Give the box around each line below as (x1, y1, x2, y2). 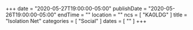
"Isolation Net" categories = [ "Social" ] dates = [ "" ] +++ (5, 18, 147, 24)
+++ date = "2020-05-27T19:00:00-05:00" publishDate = (5, 5, 147, 12)
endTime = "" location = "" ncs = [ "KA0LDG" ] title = (57, 11, 188, 18)
